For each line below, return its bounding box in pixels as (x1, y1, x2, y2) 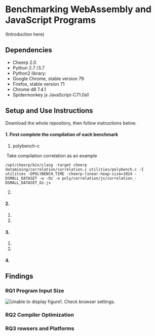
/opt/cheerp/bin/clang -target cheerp (5, 162, 87, 167)
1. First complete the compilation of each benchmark (5, 131, 119, 138)
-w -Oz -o (39, 176, 60, 181)
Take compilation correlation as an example (6, 152, 97, 158)
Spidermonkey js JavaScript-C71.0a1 (12, 91, 89, 97)
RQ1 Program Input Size (5, 287, 64, 294)
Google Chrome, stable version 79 (12, 75, 85, 82)
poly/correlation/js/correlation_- (61, 176, 137, 181)
